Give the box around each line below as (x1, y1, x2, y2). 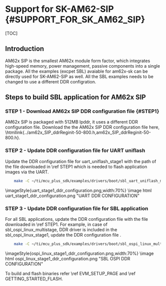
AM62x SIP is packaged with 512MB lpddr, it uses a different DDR (5, 119, 138, 125)
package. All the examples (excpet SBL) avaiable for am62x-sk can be (5, 68, 148, 74)
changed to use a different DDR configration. (5, 79, 96, 84)
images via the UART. (5, 169, 49, 175)
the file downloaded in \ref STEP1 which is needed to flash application (5, 163, 147, 169)
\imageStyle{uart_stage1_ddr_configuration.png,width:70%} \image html (5, 187, 152, 193)
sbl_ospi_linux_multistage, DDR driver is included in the (5, 226, 118, 233)
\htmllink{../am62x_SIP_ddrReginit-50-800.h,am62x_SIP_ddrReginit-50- (5, 129, 151, 135)
